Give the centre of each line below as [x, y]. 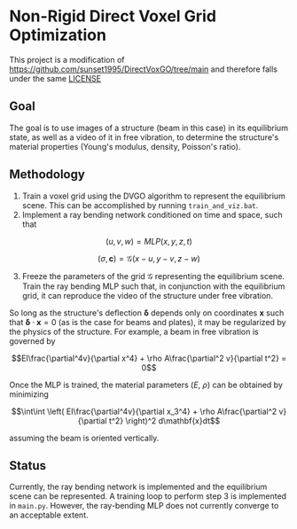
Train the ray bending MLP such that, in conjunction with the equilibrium [153, 286]
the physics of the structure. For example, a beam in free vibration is [134, 331]
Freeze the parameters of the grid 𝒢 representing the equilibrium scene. [153, 276]
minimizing [29, 394]
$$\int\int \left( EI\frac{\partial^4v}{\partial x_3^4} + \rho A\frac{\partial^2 [144, 411]
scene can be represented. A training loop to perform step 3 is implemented [148, 496]
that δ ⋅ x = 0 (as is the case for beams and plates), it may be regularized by [148, 322]
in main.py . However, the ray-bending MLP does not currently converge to [144, 506]
